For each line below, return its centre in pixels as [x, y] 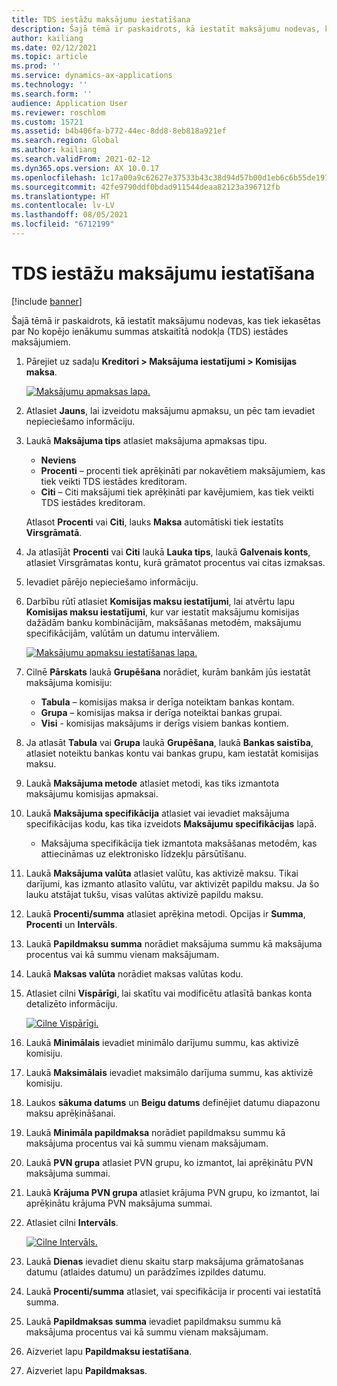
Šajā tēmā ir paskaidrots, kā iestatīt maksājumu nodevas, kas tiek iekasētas [166, 320]
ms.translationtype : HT [61, 196]
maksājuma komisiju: [69, 682]
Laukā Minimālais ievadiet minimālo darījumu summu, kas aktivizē [162, 1042]
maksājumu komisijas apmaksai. [92, 793]
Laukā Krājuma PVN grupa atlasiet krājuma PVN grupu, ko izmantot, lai [172, 1192]
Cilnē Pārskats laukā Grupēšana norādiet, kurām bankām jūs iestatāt [168, 672]
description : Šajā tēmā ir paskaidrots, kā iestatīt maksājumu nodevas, [166, 29]
